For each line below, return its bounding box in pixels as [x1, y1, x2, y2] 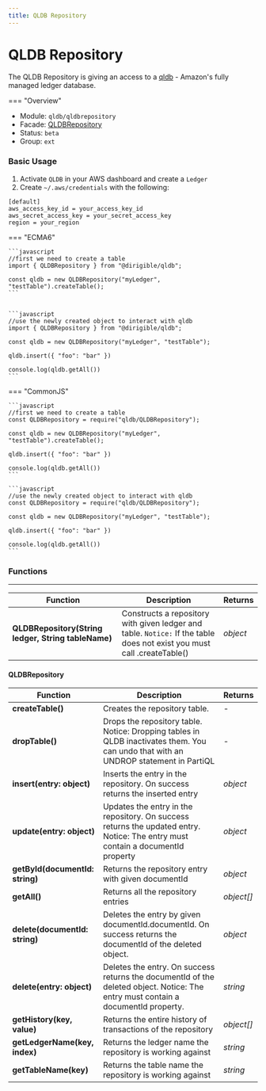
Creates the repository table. [102, 703, 210, 714]
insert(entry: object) [12, 778, 91, 789]
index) [12, 1047, 37, 1058]
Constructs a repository [121, 608, 210, 619]
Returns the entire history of [102, 1014, 207, 1025]
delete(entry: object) [12, 982, 93, 993]
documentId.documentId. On [102, 919, 210, 930]
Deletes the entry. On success [102, 962, 215, 973]
